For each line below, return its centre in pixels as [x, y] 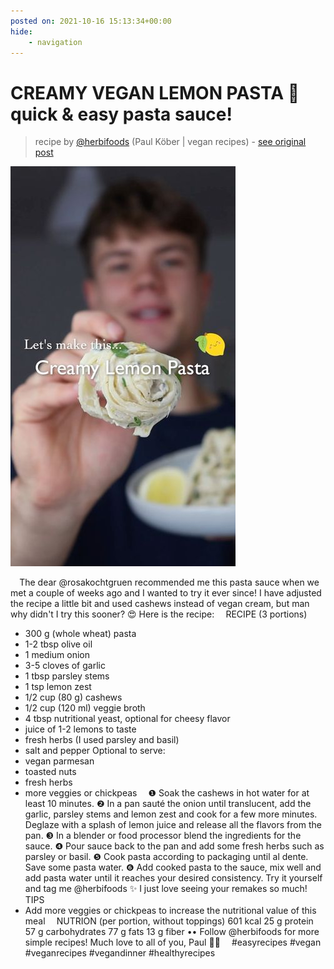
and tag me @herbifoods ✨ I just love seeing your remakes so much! [166, 889]
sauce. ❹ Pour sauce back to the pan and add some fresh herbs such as [174, 846]
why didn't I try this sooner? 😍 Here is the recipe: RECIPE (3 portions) [159, 614]
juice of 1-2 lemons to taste [80, 729]
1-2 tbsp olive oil [58, 644]
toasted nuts [50, 772]
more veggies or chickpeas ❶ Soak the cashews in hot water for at [167, 793]
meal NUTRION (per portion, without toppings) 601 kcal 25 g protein [169, 921]
